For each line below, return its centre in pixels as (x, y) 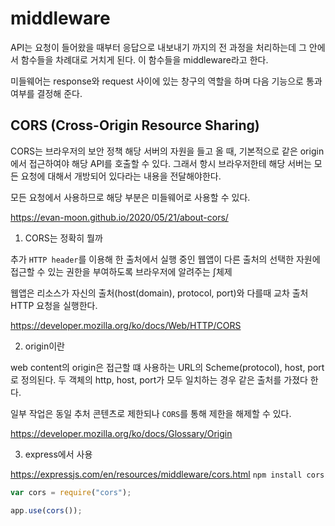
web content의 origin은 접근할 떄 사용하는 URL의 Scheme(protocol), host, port (167, 367)
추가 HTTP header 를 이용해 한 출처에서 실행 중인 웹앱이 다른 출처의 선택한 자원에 (165, 259)
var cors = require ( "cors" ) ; (71, 492)
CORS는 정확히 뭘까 (63, 238)
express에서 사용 (58, 454)
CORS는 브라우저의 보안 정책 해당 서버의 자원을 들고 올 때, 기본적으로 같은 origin (167, 151)
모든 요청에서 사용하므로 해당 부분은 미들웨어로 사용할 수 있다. (130, 197)
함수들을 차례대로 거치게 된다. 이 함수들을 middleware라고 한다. (144, 59)
